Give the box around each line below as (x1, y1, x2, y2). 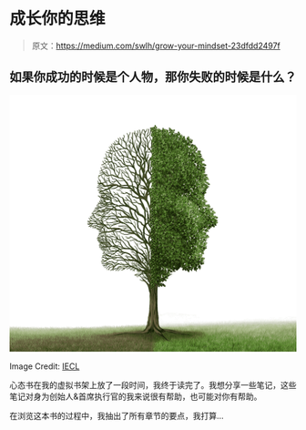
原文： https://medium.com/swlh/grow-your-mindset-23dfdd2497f (31, 40, 280, 51)
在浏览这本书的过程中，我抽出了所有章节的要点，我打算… (9, 411, 225, 422)
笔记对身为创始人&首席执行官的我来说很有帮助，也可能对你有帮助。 (9, 391, 262, 402)
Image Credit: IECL (9, 361, 80, 372)
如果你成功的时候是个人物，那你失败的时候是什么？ (9, 69, 297, 85)
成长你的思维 (9, 8, 107, 29)
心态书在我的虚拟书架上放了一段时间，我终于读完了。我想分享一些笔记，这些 (9, 380, 297, 391)
